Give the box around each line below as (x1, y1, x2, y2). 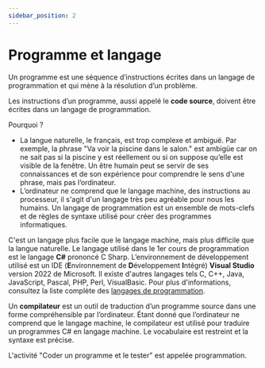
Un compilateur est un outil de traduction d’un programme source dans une (8, 301, 256, 311)
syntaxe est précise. (8, 335, 75, 344)
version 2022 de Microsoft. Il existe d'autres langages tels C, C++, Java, (8, 269, 244, 278)
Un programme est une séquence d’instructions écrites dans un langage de (8, 72, 255, 82)
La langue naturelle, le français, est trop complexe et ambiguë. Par (19, 135, 237, 145)
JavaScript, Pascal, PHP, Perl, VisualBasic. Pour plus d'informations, (8, 277, 232, 287)
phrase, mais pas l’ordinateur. (19, 177, 117, 187)
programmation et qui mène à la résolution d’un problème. (8, 80, 198, 90)
